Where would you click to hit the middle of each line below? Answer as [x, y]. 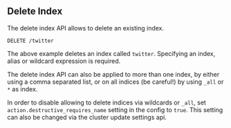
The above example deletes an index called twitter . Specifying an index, [111, 53]
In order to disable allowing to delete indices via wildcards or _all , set [107, 102]
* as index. [22, 89]
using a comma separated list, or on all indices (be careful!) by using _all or [115, 82]
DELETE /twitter [30, 41]
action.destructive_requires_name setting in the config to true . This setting [115, 109]
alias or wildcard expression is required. [64, 61]
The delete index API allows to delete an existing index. [86, 28]
